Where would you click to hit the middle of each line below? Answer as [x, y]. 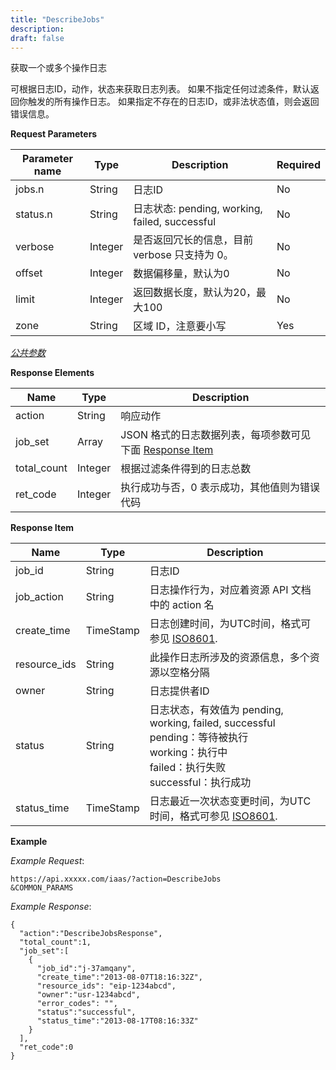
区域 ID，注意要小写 [180, 326]
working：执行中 [188, 753]
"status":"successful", [86, 1012]
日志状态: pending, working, [198, 209]
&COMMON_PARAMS [42, 888]
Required [298, 165]
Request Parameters [54, 134]
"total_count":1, [55, 942]
